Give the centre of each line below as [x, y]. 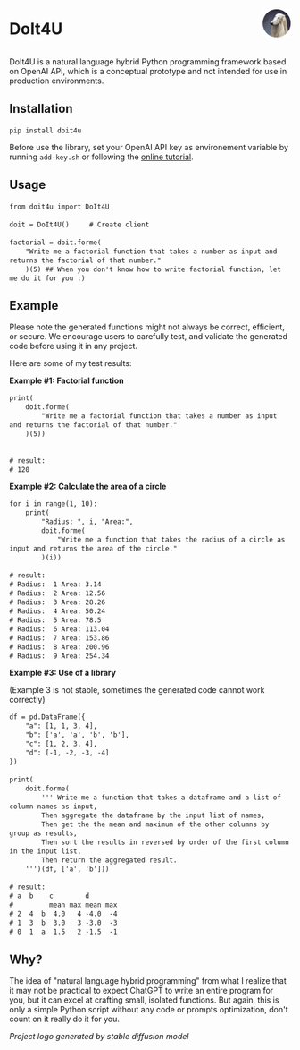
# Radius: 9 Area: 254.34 [59, 656]
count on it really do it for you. [65, 1019]
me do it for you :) [48, 278]
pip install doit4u [46, 131]
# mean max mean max [63, 905]
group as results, [43, 833]
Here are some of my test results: [71, 363]
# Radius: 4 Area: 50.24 [57, 611]
